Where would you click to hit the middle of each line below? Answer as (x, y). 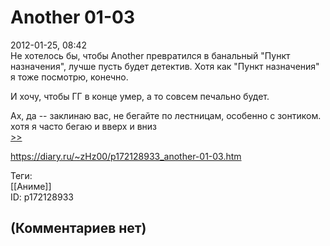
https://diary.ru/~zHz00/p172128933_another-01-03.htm (126, 156)
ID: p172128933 (42, 197)
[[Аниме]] (31, 186)
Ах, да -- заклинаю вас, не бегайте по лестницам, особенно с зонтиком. (166, 115)
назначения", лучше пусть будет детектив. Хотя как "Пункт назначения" (165, 66)
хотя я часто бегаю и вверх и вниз (83, 126)
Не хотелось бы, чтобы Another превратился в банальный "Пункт (150, 55)
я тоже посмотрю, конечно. (69, 77)
